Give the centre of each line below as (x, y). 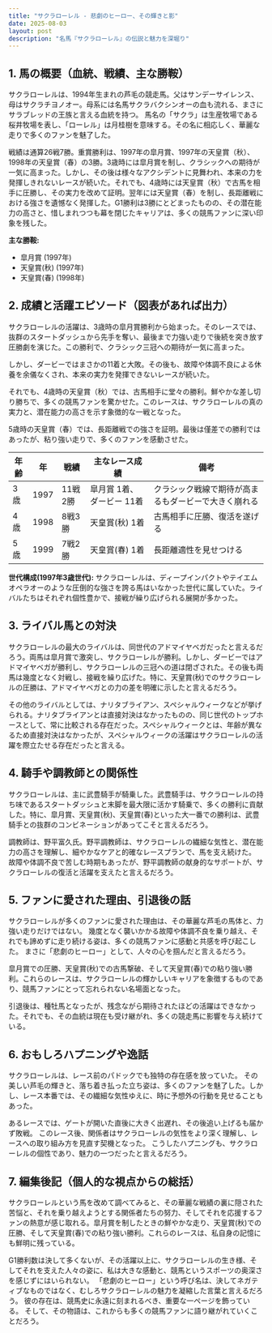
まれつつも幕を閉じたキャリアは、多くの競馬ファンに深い (160, 213)
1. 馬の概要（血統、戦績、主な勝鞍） (99, 73)
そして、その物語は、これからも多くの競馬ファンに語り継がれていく (137, 1310)
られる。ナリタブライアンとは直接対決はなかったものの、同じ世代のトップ (132, 715)
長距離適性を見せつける (198, 549)
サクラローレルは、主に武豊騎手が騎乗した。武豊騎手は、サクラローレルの (132, 794)
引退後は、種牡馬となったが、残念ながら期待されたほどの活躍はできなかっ (132, 1006)
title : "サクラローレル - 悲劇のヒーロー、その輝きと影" (93, 16)
